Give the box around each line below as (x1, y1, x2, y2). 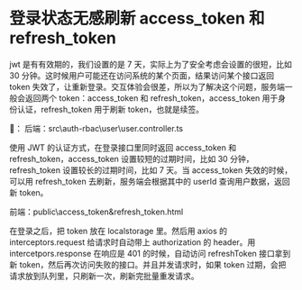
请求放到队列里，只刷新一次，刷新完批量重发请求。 (9, 270, 199, 281)
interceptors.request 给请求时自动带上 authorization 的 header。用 (9, 236, 256, 248)
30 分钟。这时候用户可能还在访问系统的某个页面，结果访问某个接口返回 (9, 69, 275, 81)
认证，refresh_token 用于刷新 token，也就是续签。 (16, 104, 205, 114)
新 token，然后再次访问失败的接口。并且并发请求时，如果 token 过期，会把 (9, 258, 287, 270)
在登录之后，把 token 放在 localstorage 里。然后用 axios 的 (9, 225, 228, 236)
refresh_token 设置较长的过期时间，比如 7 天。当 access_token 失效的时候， (9, 164, 293, 176)
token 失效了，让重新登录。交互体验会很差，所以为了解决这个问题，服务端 (9, 81, 286, 92)
